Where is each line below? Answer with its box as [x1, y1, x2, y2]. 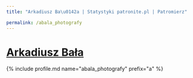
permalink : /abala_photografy [6, 19, 83, 26]
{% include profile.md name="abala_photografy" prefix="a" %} [6, 65, 164, 73]
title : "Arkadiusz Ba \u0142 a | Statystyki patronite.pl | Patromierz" [6, 8, 188, 15]
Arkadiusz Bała [6, 46, 84, 59]
